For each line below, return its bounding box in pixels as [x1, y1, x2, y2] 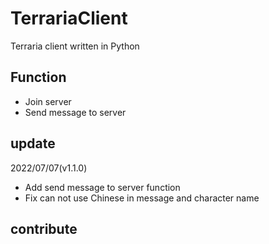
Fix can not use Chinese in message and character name [24, 192, 260, 204]
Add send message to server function [24, 181, 181, 193]
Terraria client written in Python [10, 40, 140, 52]
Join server [24, 95, 72, 107]
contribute [10, 220, 78, 237]
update [10, 135, 56, 152]
